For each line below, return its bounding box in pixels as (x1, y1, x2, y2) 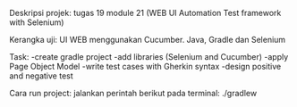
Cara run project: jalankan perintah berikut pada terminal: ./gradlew (9, 88, 258, 98)
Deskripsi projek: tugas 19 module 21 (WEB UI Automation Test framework (9, 8, 282, 18)
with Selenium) (9, 17, 64, 28)
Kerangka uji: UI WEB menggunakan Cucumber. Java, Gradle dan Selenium (9, 35, 286, 45)
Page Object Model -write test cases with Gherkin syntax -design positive (9, 62, 282, 71)
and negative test (9, 70, 73, 81)
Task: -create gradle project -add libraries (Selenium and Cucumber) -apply (9, 52, 289, 62)
